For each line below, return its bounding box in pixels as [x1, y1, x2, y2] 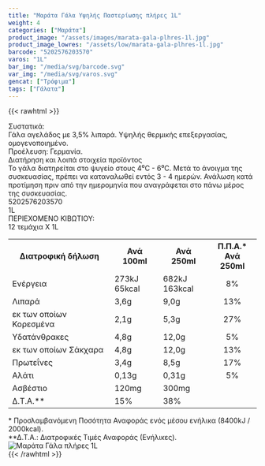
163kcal [162, 283, 194, 294]
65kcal [114, 283, 140, 294]
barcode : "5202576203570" [8, 48, 93, 56]
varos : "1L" [8, 56, 47, 64]
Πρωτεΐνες [12, 357, 54, 368]
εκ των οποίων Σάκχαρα [12, 345, 104, 356]
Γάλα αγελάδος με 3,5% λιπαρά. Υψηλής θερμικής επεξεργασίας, [8, 130, 228, 140]
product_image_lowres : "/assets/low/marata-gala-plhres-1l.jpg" [8, 41, 224, 49]
